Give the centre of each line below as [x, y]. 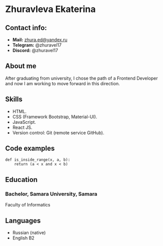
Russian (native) [29, 232]
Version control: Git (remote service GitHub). [58, 133]
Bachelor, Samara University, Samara [51, 194]
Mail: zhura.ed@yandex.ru [40, 40]
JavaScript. [24, 122]
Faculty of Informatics [28, 205]
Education [21, 180]
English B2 [23, 238]
